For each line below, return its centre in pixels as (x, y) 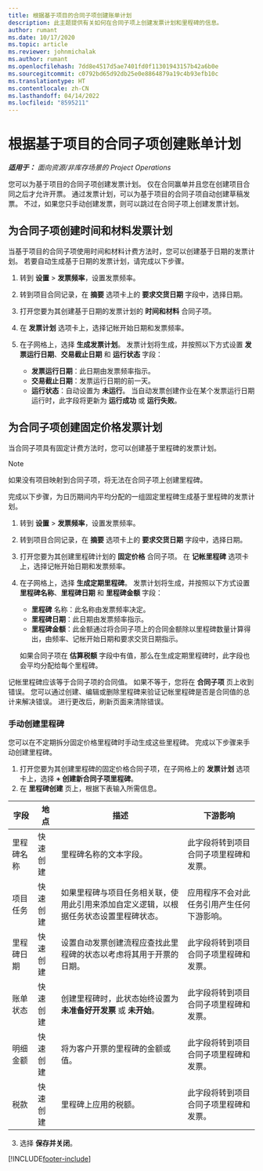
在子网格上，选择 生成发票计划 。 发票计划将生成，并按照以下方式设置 (131, 344)
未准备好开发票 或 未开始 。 (110, 1010)
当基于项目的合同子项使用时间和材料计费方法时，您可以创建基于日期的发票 (128, 251)
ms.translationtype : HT (47, 81)
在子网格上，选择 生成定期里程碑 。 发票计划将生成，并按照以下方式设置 (135, 582)
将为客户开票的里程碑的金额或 (115, 1049)
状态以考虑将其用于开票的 (131, 954)
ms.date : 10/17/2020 (42, 37)
